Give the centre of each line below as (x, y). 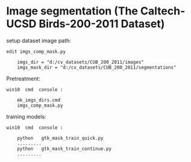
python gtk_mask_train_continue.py (64, 149)
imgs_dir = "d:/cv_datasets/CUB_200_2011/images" (81, 62)
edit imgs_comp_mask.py (36, 51)
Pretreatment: (23, 78)
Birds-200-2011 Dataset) (102, 24)
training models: (26, 116)
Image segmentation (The (72, 11)
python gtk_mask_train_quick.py (60, 138)
